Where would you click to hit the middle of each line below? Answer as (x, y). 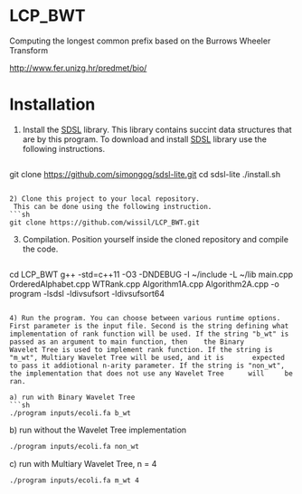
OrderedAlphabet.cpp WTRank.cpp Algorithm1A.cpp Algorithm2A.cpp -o (145, 284)
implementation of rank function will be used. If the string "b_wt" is (149, 334)
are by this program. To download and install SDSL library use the (144, 139)
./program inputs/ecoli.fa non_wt (75, 446)
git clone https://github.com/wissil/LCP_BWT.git (105, 223)
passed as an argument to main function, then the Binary (127, 342)
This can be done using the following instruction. (113, 206)
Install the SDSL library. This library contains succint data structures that (157, 129)
